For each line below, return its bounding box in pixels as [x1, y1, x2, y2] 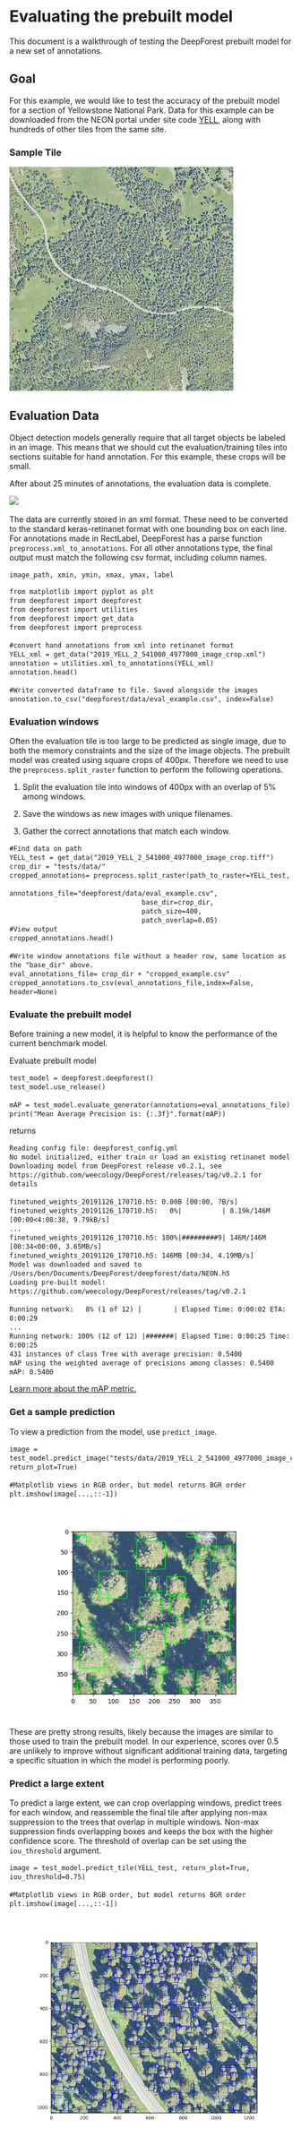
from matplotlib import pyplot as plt [9, 587, 154, 596]
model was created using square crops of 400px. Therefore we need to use [9, 755, 289, 766]
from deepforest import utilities [9, 605, 139, 614]
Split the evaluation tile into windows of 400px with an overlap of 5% [21, 782, 277, 793]
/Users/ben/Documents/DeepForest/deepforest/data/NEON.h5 [9, 1269, 230, 1278]
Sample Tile [9, 146, 63, 159]
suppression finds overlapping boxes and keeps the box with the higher [9, 1826, 273, 1837]
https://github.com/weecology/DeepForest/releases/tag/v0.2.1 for [9, 1171, 262, 1180]
